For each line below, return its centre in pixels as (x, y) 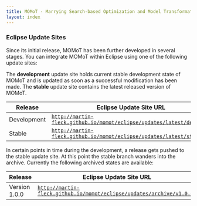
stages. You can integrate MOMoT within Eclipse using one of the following (97, 56)
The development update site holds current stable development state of (93, 74)
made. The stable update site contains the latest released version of (89, 86)
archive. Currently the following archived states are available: (80, 163)
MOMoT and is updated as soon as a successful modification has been (92, 80)
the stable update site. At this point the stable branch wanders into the (91, 156)
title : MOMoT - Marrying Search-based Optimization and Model (84, 11)
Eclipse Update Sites (36, 38)
